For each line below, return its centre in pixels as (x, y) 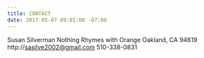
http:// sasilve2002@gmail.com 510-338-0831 (72, 47)
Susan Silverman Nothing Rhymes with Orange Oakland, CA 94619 (102, 39)
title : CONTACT (29, 13)
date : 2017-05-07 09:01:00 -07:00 (57, 20)
